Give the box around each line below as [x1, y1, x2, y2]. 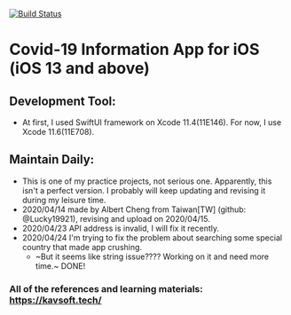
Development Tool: [9, 93, 117, 108]
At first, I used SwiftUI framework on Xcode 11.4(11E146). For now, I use [21, 117, 282, 128]
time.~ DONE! [35, 260, 86, 271]
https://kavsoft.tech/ [9, 294, 102, 306]
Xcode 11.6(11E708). [21, 127, 95, 137]
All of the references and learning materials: [9, 282, 203, 295]
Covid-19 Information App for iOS [9, 40, 260, 59]
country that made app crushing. [21, 241, 143, 252]
